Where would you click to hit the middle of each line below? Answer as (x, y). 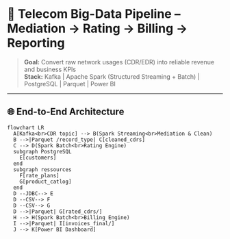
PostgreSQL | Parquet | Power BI (70, 84)
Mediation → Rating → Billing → (98, 28)
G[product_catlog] (46, 181)
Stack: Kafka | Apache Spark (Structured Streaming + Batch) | (112, 76)
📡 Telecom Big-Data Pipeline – (94, 14)
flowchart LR (26, 127)
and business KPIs (50, 69)
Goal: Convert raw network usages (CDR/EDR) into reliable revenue (119, 62)
